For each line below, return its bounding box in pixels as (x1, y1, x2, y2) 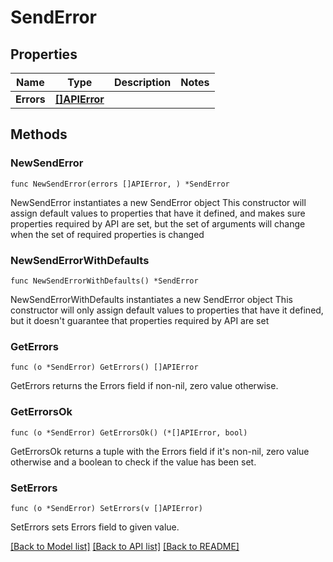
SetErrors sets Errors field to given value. (10, 521, 180, 533)
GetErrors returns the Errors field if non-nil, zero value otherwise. (10, 380, 279, 392)
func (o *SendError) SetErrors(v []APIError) (10, 503, 203, 513)
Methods (10, 126, 68, 143)
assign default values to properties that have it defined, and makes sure (10, 207, 306, 219)
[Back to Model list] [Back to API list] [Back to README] (10, 540, 240, 552)
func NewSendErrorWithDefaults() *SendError (10, 276, 199, 286)
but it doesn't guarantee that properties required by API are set (10, 314, 270, 326)
